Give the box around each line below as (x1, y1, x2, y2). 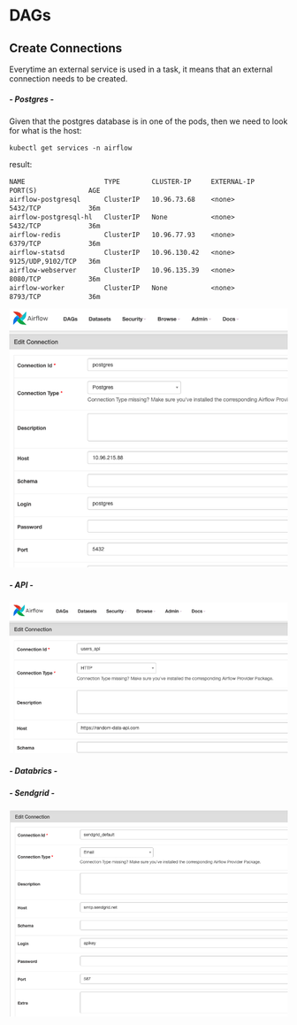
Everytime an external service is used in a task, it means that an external (9, 64, 273, 74)
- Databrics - (9, 765, 57, 775)
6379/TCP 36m (9, 239, 101, 248)
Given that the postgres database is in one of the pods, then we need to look (9, 116, 288, 127)
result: (9, 158, 33, 169)
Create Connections (9, 41, 122, 56)
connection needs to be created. (9, 73, 128, 84)
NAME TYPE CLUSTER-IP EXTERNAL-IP (9, 177, 255, 186)
